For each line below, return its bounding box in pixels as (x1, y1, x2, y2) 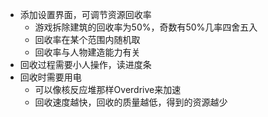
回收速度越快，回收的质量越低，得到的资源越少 (34, 96, 228, 108)
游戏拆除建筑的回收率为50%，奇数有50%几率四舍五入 (34, 21, 258, 33)
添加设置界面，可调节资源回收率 (19, 9, 152, 20)
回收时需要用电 (19, 71, 82, 83)
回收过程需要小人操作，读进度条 (19, 59, 152, 70)
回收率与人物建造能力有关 (34, 46, 141, 58)
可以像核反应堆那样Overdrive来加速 (34, 84, 182, 95)
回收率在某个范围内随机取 (34, 34, 141, 45)
